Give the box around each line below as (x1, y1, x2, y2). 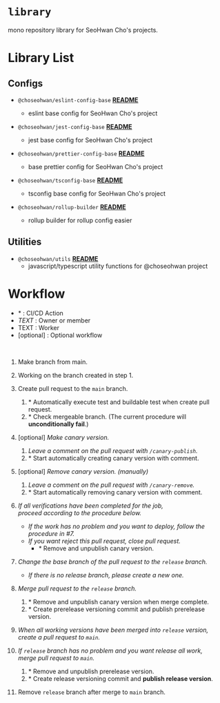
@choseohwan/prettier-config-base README (17, 149, 145, 157)
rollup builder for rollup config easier (28, 216, 132, 224)
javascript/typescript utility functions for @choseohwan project (28, 262, 208, 270)
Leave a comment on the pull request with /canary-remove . (28, 481, 195, 489)
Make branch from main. (17, 358, 88, 366)
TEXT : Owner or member (17, 316, 91, 325)
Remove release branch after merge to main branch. (17, 688, 166, 696)
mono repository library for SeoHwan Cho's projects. (8, 26, 158, 34)
